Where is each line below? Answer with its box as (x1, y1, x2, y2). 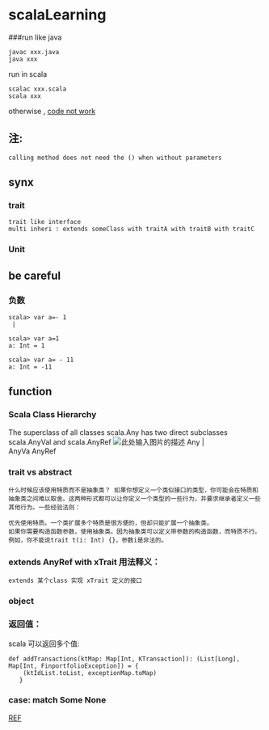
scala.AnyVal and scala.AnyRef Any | (8, 437, 204, 446)
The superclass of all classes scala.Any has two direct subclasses (8, 427, 228, 437)
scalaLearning (8, 6, 107, 24)
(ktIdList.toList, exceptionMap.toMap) (23, 669, 158, 677)
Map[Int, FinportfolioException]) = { (8, 661, 139, 670)
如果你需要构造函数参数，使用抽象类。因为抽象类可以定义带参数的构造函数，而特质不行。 (8, 528, 261, 536)
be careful (8, 268, 61, 282)
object (8, 596, 35, 607)
